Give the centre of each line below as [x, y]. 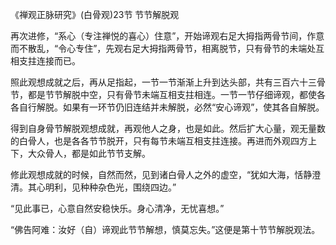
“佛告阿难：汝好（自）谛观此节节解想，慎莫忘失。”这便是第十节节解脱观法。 [165, 229]
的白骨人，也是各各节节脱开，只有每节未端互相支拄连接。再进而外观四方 [159, 141]
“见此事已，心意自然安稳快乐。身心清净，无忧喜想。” [117, 208]
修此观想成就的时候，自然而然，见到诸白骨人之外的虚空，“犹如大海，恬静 [161, 174]
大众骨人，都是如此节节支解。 [89, 153]
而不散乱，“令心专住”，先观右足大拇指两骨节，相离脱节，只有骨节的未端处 [163, 48]
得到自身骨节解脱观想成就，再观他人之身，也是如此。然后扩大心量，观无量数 [168, 128]
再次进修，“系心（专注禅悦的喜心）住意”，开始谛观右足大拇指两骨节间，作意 [167, 36]
